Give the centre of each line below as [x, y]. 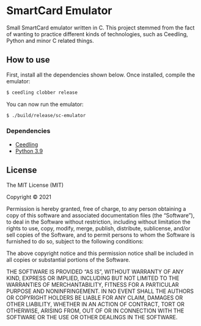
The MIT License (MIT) [35, 185]
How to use [28, 60]
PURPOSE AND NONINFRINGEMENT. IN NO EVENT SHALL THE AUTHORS [100, 291]
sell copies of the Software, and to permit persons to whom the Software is [101, 235]
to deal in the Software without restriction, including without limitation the [98, 222]
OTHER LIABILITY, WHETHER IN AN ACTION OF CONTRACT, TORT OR [95, 304]
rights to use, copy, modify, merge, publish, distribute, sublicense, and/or [98, 228]
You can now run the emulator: [45, 104]
